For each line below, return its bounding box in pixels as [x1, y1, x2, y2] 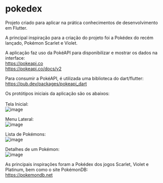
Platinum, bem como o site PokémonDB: [5, 166, 88, 172]
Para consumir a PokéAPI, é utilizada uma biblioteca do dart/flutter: [5, 75, 144, 81]
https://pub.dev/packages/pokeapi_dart [5, 81, 87, 87]
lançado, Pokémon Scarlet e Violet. [5, 40, 78, 46]
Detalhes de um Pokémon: [5, 146, 60, 152]
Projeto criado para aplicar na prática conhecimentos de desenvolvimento [5, 20, 158, 26]
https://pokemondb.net [5, 171, 53, 178]
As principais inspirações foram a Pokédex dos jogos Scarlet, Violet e [5, 161, 149, 167]
